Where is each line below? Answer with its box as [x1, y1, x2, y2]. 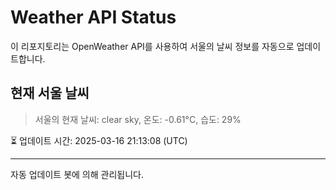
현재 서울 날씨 [10, 85, 90, 102]
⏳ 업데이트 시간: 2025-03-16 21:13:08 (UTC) [10, 134, 188, 146]
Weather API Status [10, 6, 177, 29]
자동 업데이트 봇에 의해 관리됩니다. [10, 168, 144, 180]
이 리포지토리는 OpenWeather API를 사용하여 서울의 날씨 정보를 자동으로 [10, 40, 295, 52]
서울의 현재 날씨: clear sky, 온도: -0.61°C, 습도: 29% [34, 113, 242, 125]
